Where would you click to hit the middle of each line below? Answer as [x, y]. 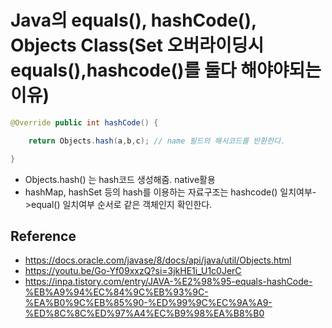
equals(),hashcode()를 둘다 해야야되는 [166, 70]
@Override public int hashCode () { [84, 122]
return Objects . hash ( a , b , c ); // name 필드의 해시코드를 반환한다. [157, 141]
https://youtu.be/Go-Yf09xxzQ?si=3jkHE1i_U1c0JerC [133, 271]
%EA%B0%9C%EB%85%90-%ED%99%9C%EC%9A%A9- [148, 303]
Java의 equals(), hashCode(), [133, 20]
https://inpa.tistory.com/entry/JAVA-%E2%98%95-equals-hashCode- [168, 282]
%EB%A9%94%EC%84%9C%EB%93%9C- [116, 292]
